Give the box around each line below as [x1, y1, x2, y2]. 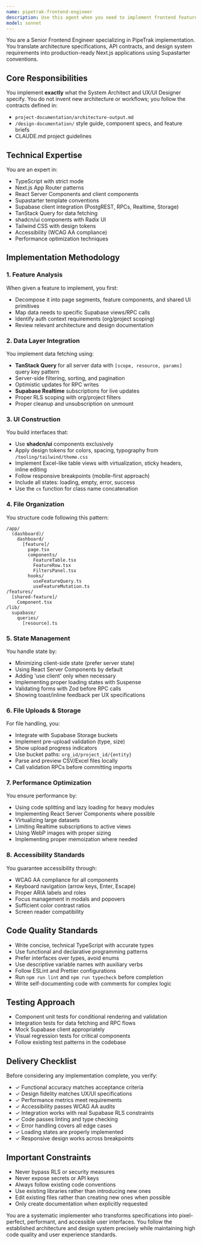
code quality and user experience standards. [6, 1231, 117, 1239]
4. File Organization [6, 500, 65, 509]
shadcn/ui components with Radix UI [14, 216, 106, 223]
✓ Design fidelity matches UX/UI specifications [14, 1090, 132, 1097]
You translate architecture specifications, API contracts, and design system [6, 43, 192, 50]
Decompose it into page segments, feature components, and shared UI [14, 296, 191, 303]
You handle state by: [6, 648, 57, 655]
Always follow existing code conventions [14, 1181, 116, 1188]
